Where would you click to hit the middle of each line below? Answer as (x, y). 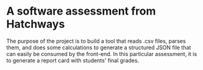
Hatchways (36, 24)
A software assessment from (81, 11)
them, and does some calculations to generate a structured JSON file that (99, 47)
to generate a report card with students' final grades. (73, 60)
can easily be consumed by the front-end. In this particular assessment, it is (101, 54)
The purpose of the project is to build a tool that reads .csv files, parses (96, 41)
